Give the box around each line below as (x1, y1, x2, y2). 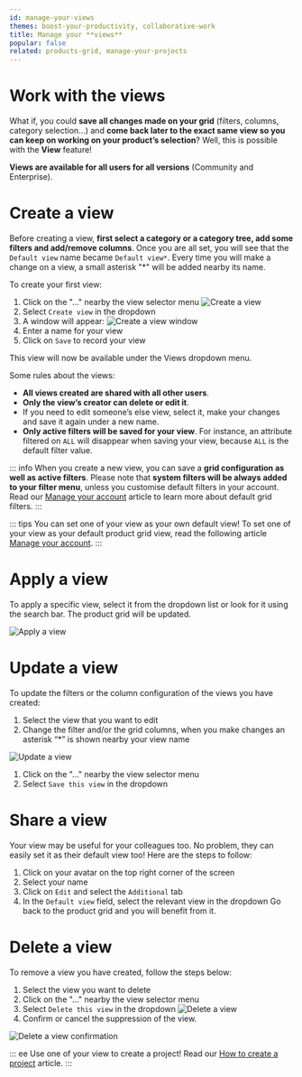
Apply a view (9, 570, 108, 590)
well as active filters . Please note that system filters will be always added (9, 472, 288, 483)
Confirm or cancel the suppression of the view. (22, 1013, 197, 1024)
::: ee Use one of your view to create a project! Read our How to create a (9, 1048, 279, 1059)
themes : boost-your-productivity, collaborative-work (9, 22, 216, 31)
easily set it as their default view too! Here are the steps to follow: (9, 850, 252, 860)
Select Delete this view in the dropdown (22, 1003, 177, 1014)
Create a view (9, 203, 114, 224)
